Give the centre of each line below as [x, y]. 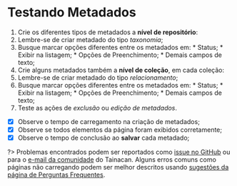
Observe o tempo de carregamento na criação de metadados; [109, 121]
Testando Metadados [72, 12]
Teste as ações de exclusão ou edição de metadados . [97, 108]
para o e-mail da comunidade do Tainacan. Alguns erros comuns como [112, 160]
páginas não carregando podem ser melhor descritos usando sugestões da [118, 167]
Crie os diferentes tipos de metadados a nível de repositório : [108, 32]
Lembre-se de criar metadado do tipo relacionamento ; [98, 77]
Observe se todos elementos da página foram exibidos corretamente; [120, 130]
